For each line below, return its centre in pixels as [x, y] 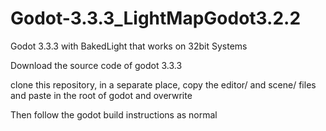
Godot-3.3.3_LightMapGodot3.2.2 [156, 18]
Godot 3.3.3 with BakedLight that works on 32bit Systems [129, 46]
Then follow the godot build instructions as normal [114, 114]
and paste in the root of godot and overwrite [101, 95]
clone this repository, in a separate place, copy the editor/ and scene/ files [163, 84]
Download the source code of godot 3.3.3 [96, 65]
